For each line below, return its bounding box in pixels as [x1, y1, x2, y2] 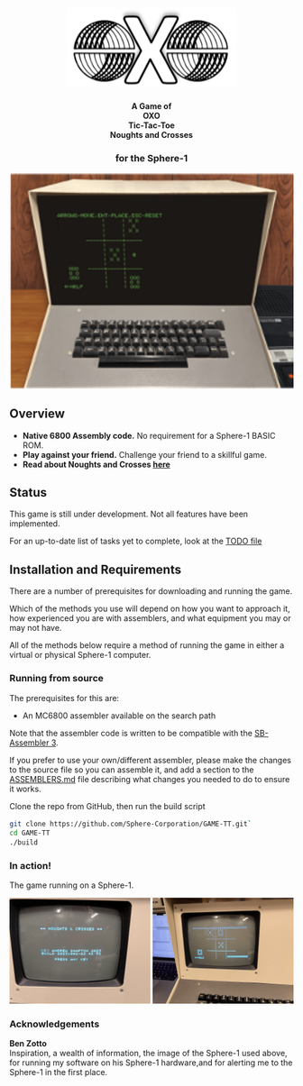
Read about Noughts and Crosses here [22, 459, 171, 470]
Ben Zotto [9, 1038, 48, 1049]
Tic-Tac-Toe [127, 120, 176, 131]
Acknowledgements [9, 1018, 100, 1030]
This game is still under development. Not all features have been [9, 508, 249, 520]
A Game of [131, 101, 172, 112]
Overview [9, 406, 66, 422]
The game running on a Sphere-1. [9, 880, 134, 890]
